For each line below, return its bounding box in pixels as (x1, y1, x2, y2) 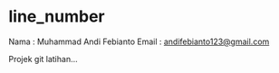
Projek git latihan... (8, 53, 78, 64)
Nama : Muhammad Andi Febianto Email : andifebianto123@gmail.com (8, 36, 270, 47)
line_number (8, 6, 105, 27)
